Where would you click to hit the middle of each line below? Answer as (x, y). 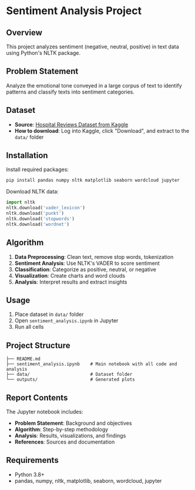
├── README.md (23, 359)
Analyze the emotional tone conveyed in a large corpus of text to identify (94, 85)
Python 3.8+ (30, 474)
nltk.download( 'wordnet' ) (38, 224)
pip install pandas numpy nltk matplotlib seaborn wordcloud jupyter (93, 181)
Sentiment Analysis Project (74, 11)
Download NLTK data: (32, 192)
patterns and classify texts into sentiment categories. (70, 92)
